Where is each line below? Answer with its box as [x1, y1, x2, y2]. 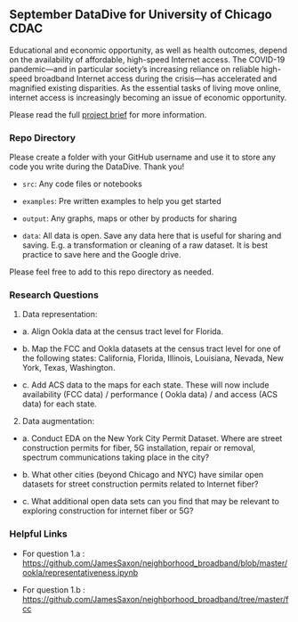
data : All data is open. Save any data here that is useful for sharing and [21, 231, 282, 241]
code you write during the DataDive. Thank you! [9, 161, 185, 172]
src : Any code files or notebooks [21, 178, 142, 190]
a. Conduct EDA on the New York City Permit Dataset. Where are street [21, 433, 283, 444]
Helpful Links [9, 528, 68, 540]
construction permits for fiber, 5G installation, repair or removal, [21, 443, 256, 454]
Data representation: [21, 309, 98, 320]
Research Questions [9, 289, 100, 301]
